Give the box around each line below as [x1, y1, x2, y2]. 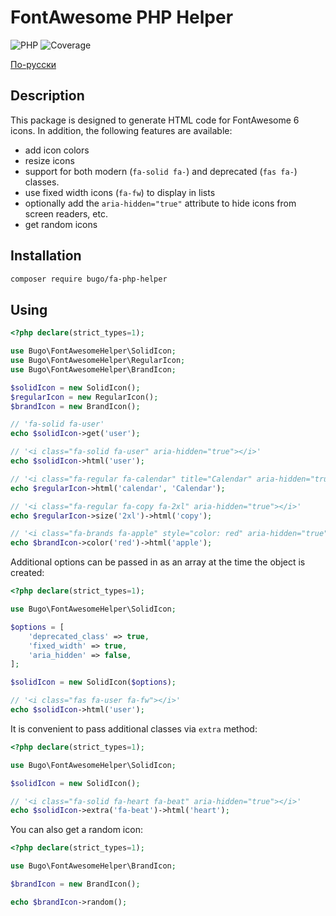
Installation [10, 247, 82, 265]
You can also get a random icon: [10, 824, 143, 836]
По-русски [10, 58, 57, 70]
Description [10, 87, 85, 105]
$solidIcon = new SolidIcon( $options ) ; [10, 677, 177, 688]
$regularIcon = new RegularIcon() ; [10, 392, 159, 402]
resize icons [24, 154, 75, 166]
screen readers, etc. [24, 207, 108, 220]
